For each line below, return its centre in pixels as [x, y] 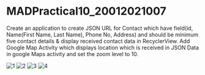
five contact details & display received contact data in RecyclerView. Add [98, 41]
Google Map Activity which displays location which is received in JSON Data [103, 48]
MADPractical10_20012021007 [86, 11]
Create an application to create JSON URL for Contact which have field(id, [100, 28]
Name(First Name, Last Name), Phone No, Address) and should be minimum [102, 34]
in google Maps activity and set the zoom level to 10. [73, 54]
